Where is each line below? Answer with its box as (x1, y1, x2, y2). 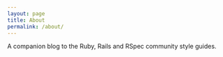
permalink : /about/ (7, 23, 64, 30)
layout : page (7, 10, 45, 17)
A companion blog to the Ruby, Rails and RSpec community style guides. (7, 42, 217, 51)
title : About (7, 17, 45, 24)
